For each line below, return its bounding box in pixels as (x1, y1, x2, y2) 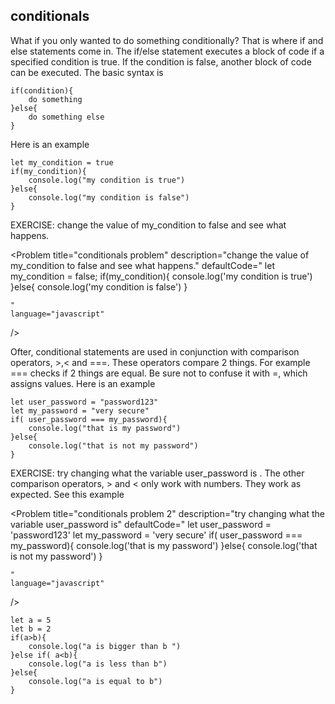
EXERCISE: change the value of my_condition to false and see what (10, 219, 287, 231)
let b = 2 (10, 624, 52, 634)
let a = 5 (10, 615, 52, 625)
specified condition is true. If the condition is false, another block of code (10, 55, 312, 68)
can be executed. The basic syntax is (10, 66, 164, 78)
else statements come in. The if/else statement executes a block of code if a (10, 45, 325, 57)
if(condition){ (10, 85, 74, 96)
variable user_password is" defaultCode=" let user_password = (10, 518, 272, 530)
